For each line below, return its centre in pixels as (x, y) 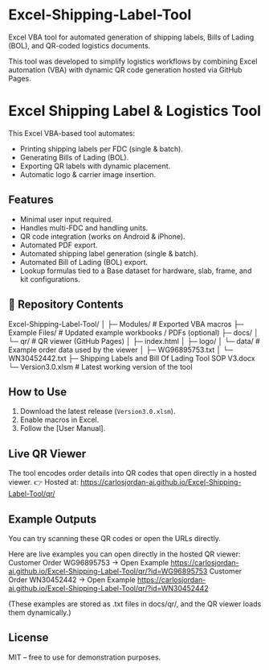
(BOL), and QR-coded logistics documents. (79, 45)
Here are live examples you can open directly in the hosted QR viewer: (124, 554)
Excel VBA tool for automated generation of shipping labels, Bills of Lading (131, 37)
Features (31, 200)
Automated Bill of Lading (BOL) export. (84, 262)
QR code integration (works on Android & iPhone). (103, 236)
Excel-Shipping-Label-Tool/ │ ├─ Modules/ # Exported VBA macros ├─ (126, 324)
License (29, 638)
